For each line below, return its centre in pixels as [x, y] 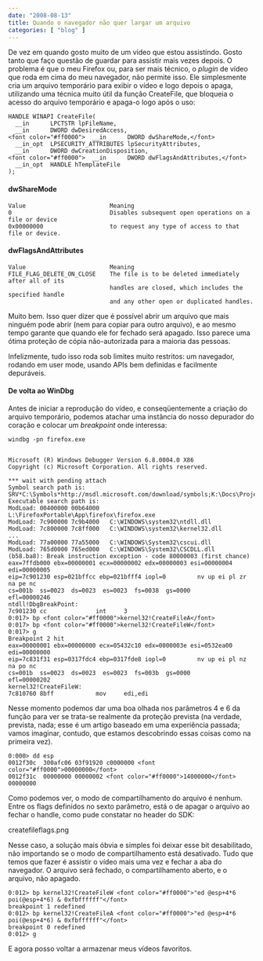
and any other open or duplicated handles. [182, 301]
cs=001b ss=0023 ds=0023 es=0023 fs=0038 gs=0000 [99, 590]
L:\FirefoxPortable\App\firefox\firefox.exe [82, 515]
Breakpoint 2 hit [36, 638]
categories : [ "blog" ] [47, 30]
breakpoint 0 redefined [47, 927]
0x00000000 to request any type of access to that [124, 226]
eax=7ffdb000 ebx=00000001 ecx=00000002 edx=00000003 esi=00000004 [121, 563]
